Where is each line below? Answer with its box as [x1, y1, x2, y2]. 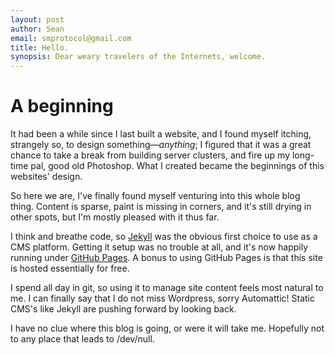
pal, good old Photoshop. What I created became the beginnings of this [30, 160, 325, 172]
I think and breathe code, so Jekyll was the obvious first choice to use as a [10, 231, 318, 243]
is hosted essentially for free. [10, 262, 130, 275]
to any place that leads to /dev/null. [10, 333, 155, 345]
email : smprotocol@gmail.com [10, 33, 132, 43]
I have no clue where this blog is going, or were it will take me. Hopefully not [10, 322, 325, 335]
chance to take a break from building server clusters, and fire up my [10, 149, 291, 161]
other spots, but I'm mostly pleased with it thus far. [10, 211, 220, 223]
